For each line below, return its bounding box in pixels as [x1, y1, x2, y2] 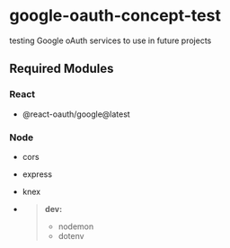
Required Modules [9, 61, 114, 76]
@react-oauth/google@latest [22, 109, 130, 120]
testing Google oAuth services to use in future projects [9, 35, 212, 46]
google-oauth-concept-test [9, 5, 222, 26]
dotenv [57, 230, 84, 241]
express [22, 168, 52, 180]
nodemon [57, 221, 94, 232]
